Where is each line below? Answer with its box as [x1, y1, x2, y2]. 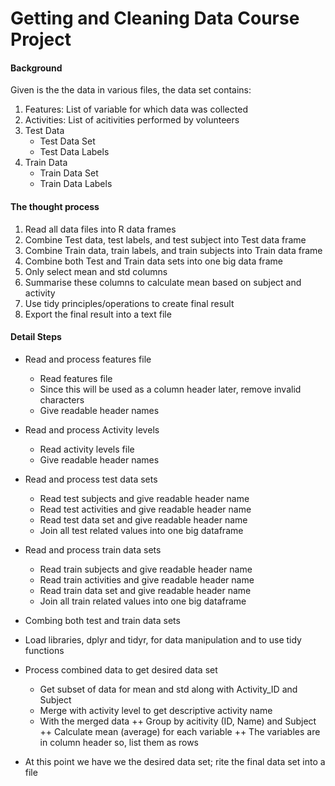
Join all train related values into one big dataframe [39, 595, 247, 607]
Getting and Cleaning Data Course [10, 7, 300, 30]
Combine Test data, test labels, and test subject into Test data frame [24, 233, 307, 246]
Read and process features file [24, 353, 152, 365]
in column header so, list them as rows [39, 736, 199, 748]
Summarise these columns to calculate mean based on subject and [24, 276, 302, 288]
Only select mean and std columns [24, 265, 168, 277]
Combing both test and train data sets [24, 614, 181, 626]
